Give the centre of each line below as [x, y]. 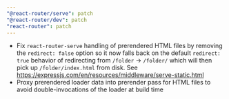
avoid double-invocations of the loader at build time [90, 89]
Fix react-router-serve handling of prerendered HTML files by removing [119, 46]
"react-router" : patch [39, 26]
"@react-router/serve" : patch [50, 13]
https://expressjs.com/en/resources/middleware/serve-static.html [110, 75]
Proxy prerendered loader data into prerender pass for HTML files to [113, 82]
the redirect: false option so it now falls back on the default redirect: [119, 53]
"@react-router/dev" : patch [47, 20]
